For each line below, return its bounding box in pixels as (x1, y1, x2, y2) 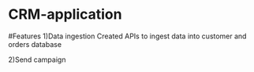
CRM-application (8, 5, 122, 23)
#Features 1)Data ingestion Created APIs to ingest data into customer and (8, 31, 247, 41)
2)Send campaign (8, 55, 66, 64)
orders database (8, 39, 62, 49)
